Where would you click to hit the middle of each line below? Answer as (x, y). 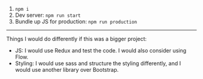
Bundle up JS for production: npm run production (76, 21)
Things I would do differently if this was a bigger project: (76, 39)
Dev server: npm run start (48, 15)
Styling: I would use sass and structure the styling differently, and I (98, 63)
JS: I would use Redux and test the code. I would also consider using (101, 50)
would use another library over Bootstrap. (67, 70)
